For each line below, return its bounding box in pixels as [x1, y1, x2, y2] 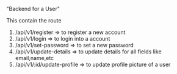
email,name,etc [15, 55, 54, 61]
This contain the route [6, 17, 62, 24]
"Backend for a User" [6, 5, 60, 12]
